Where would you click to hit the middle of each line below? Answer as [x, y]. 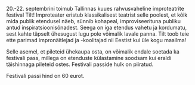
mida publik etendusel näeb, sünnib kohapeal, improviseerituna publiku [93, 21]
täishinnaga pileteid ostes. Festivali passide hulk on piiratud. [80, 64]
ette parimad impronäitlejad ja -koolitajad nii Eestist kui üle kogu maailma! [96, 40]
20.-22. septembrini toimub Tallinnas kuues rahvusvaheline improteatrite [95, 9]
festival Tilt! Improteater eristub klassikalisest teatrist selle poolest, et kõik [97, 15]
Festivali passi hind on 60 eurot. [45, 76]
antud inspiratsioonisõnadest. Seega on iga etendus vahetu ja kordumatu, [96, 27]
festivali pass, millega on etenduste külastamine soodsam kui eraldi [89, 58]
